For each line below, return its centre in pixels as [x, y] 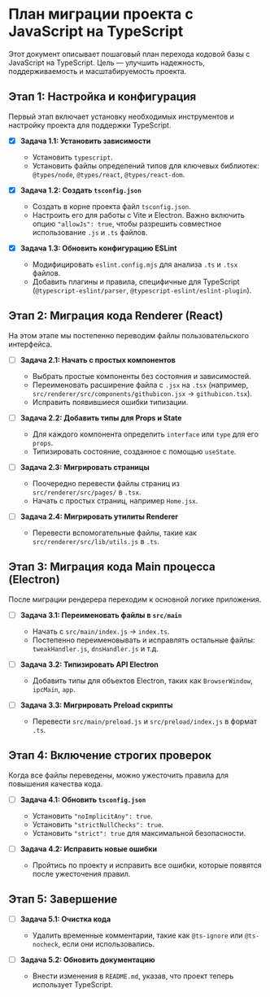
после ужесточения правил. [81, 873]
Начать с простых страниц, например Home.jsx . [115, 500]
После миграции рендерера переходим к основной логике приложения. [135, 599]
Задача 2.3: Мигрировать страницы [85, 467]
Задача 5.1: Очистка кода [65, 919]
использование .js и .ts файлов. [90, 232]
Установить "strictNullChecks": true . [98, 824]
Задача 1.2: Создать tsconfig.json [81, 190]
